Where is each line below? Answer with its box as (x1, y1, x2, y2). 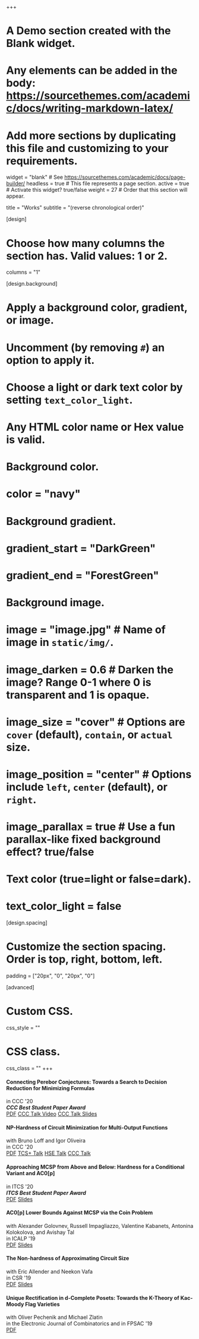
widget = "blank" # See (6, 173, 64, 181)
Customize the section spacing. (6, 940, 166, 954)
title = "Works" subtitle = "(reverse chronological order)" (6, 204, 144, 211)
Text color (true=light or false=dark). (6, 872, 191, 886)
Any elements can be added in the (6, 64, 178, 77)
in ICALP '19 (6, 1234, 36, 1242)
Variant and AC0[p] (6, 1170, 55, 1176)
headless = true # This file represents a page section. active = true (26, 180, 189, 187)
